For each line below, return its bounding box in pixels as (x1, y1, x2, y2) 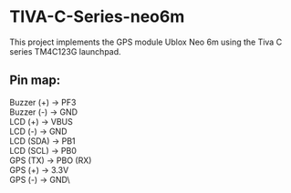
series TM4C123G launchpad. (9, 46, 121, 56)
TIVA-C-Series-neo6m (9, 6, 185, 27)
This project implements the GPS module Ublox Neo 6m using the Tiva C (9, 36, 283, 47)
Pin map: (9, 73, 61, 88)
